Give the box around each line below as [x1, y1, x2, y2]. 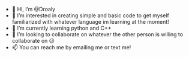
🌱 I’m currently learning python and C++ [11, 24, 112, 31]
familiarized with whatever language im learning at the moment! [11, 18, 169, 25]
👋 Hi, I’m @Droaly [11, 6, 56, 12]
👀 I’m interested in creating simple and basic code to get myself [11, 12, 169, 19]
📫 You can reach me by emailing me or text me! [11, 44, 131, 50]
